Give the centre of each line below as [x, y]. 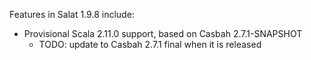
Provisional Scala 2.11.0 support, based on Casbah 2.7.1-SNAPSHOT [163, 33]
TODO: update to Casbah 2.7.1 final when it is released [150, 44]
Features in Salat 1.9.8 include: [72, 14]
